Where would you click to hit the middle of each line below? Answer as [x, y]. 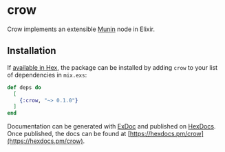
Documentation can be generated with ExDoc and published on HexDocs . [111, 126]
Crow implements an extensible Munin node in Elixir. [81, 29]
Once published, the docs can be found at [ [69, 134]
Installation [32, 51]
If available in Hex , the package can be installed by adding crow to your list [112, 67]
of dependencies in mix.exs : [47, 75]
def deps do [24, 87]
